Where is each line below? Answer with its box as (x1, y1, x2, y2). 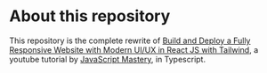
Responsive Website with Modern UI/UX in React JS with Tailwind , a (9, 44, 259, 55)
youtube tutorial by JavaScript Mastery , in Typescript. (9, 54, 206, 64)
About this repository (9, 6, 171, 26)
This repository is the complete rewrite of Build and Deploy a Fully (9, 35, 251, 46)
